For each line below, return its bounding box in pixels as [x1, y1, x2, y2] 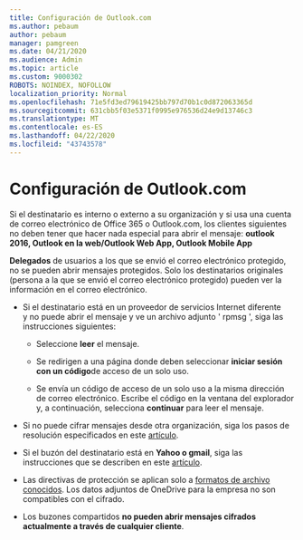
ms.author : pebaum [9, 22, 79, 31]
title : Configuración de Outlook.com [9, 13, 152, 23]
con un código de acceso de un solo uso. [35, 365, 190, 376]
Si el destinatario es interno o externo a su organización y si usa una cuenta [9, 208, 292, 219]
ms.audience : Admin [9, 55, 83, 64]
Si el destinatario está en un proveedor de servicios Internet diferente [22, 301, 282, 313]
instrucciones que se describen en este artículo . [22, 457, 203, 468]
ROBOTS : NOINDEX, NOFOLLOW [9, 81, 111, 90]
